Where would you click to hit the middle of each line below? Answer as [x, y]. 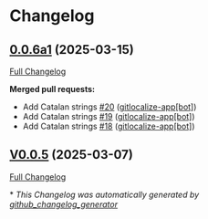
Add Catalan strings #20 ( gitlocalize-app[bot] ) [109, 107]
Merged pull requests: [52, 89]
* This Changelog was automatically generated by [104, 194]
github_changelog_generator [64, 204]
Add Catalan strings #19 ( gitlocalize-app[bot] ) [109, 116]
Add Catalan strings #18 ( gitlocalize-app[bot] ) [109, 126]
